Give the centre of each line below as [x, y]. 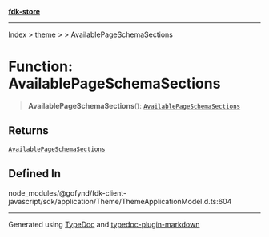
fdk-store [24, 12]
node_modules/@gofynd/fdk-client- [67, 193]
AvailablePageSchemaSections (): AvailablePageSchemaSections [134, 105]
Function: [41, 67]
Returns [29, 131]
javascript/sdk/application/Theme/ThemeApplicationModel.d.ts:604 [120, 201]
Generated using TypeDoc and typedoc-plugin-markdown [104, 224]
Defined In [35, 174]
